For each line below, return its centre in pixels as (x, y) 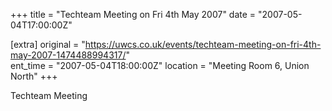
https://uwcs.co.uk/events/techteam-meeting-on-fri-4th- (203, 44)
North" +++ (34, 76)
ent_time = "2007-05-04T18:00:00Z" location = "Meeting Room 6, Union (160, 65)
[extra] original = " (48, 44)
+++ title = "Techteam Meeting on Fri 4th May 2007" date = (133, 14)
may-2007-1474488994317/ (68, 55)
